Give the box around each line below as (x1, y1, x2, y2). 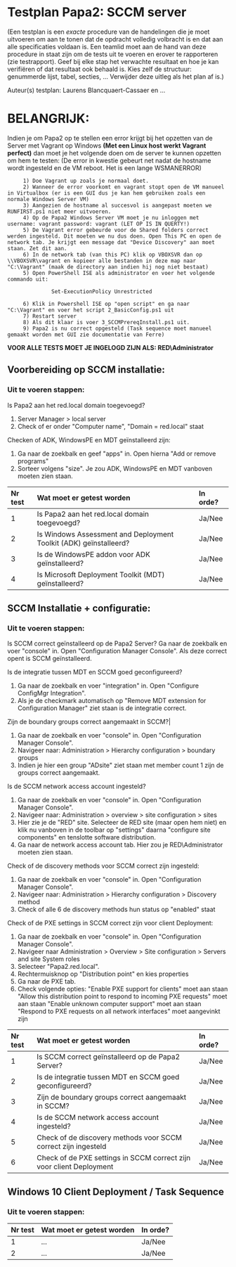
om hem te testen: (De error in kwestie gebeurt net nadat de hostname (7, 156, 212, 165)
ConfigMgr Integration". (17, 689, 86, 697)
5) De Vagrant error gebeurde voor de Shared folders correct (22, 226, 209, 233)
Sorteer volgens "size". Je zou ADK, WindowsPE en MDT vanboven (17, 464, 213, 472)
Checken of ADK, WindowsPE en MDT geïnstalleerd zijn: (7, 435, 171, 444)
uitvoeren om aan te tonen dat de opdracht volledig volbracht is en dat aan (7, 34, 223, 43)
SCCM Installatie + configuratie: (7, 602, 151, 614)
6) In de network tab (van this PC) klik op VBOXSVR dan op (22, 251, 202, 258)
